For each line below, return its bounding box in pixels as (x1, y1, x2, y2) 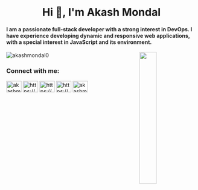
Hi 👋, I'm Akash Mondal (42, 5, 161, 19)
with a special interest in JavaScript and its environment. (6, 38, 152, 46)
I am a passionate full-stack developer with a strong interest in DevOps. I (6, 25, 193, 32)
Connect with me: (6, 67, 60, 75)
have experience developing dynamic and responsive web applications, (6, 32, 190, 39)
